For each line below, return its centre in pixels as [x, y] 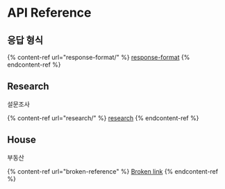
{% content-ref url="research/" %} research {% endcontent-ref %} [103, 118]
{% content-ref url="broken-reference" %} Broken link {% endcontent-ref [113, 171]
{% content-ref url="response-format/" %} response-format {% [99, 57]
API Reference [49, 13]
